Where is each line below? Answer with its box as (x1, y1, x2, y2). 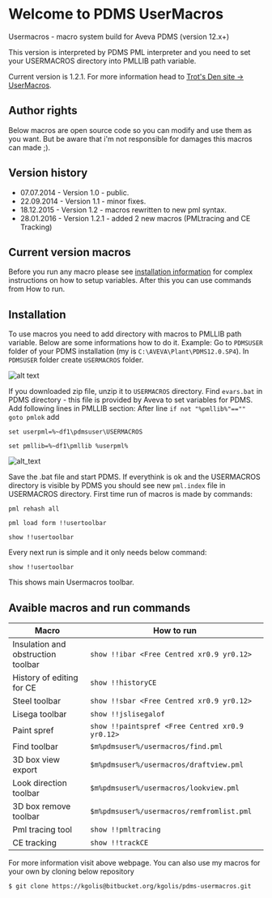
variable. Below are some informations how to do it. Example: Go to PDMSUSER (8, 338, 263, 348)
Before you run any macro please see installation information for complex (8, 267, 253, 276)
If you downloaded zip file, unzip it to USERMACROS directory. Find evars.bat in (8, 387, 263, 396)
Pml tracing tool (12, 824, 73, 835)
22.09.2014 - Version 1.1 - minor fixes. (19, 196, 147, 206)
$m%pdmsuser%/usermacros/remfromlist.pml (90, 807, 253, 815)
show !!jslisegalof (90, 710, 165, 718)
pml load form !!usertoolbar (8, 520, 107, 528)
